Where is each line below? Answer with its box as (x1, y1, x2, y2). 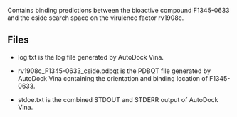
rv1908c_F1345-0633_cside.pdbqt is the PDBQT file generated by (17, 67, 211, 75)
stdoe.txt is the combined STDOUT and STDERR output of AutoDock (17, 95, 218, 104)
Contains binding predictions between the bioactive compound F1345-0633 (7, 6, 230, 14)
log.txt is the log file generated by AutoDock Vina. (17, 52, 164, 61)
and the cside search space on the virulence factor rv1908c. (7, 13, 184, 22)
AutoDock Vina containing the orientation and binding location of (17, 74, 209, 82)
